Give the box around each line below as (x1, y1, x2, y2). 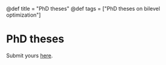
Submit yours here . (6, 52, 53, 59)
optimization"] (6, 11, 41, 18)
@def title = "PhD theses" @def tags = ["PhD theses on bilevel (6, 5, 160, 12)
